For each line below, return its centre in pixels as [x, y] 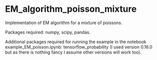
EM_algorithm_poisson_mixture [71, 9]
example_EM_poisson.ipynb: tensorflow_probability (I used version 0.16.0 [79, 47]
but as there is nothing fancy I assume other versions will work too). [73, 52]
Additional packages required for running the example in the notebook [76, 42]
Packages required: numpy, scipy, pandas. [48, 32]
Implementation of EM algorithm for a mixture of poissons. [64, 23]
